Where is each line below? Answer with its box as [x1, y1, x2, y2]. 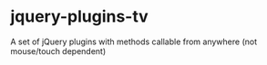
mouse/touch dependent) [10, 45, 107, 56]
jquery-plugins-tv [10, 6, 149, 27]
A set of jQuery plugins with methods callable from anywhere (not [10, 36, 258, 47]
